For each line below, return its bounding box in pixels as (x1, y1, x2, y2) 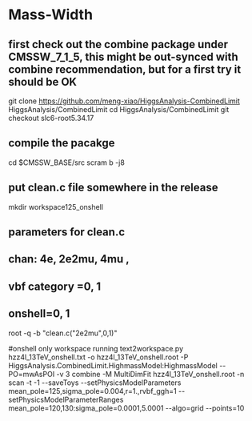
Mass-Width (8, 6, 94, 24)
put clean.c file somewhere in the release (8, 181, 218, 194)
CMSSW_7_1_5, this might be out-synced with (8, 50, 238, 63)
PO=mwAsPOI (8, 369, 55, 379)
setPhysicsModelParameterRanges (8, 395, 124, 404)
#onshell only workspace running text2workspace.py (8, 343, 184, 353)
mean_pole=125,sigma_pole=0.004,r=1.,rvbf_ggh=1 (8, 386, 178, 395)
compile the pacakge (8, 136, 115, 150)
